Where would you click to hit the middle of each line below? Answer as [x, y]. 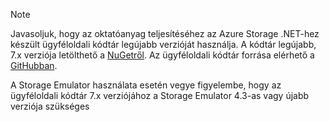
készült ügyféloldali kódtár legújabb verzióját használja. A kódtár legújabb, [163, 44]
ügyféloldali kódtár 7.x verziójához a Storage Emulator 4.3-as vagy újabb [160, 95]
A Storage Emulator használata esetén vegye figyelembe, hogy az [146, 85]
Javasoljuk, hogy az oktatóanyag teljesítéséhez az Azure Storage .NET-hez [165, 33]
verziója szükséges [50, 106]
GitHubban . [34, 65]
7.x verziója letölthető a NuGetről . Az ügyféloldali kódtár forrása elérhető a [162, 55]
